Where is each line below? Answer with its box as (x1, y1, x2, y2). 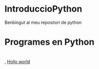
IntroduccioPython (4, 3, 82, 15)
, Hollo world (4, 59, 30, 65)
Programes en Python (4, 36, 95, 48)
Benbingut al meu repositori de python (4, 19, 82, 25)
